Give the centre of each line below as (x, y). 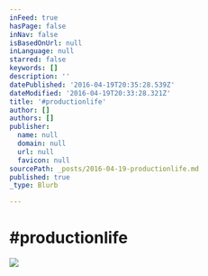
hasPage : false (38, 26)
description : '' (40, 77)
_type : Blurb (34, 186)
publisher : (30, 127)
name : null (38, 135)
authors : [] (32, 118)
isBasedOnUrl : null (46, 43)
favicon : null (44, 160)
